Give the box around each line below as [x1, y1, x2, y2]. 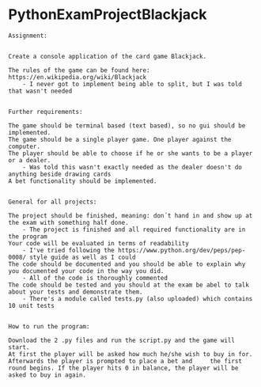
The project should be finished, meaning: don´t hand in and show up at [8, 211, 253, 219]
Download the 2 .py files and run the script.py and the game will [8, 336, 236, 344]
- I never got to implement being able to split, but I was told [22, 80, 243, 88]
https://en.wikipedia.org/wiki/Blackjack [8, 73, 147, 81]
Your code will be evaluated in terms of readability [8, 239, 190, 247]
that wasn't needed [8, 87, 73, 95]
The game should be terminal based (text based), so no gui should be [8, 121, 246, 130]
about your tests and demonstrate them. [8, 287, 144, 296]
